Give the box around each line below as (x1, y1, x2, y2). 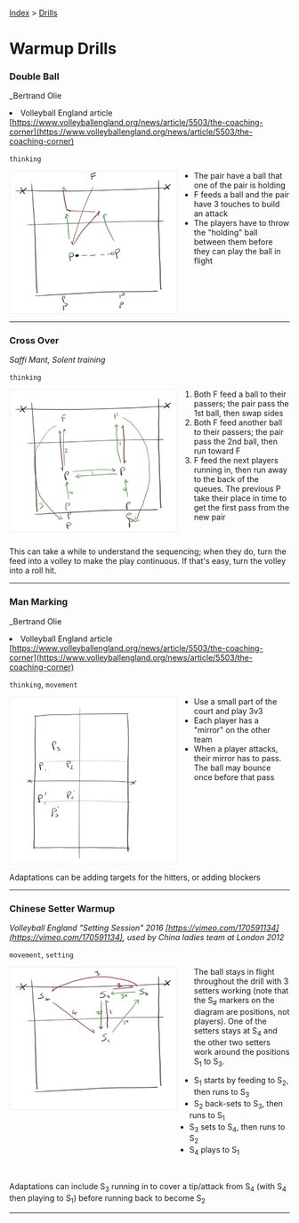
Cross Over (9, 334, 60, 346)
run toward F (194, 446, 241, 456)
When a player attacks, (194, 743, 279, 754)
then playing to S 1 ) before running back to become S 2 (9, 1192, 206, 1205)
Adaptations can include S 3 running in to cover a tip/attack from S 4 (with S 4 (9, 1180, 287, 1194)
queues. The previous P (194, 484, 281, 495)
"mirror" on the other (194, 724, 271, 735)
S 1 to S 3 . (194, 1056, 225, 1068)
